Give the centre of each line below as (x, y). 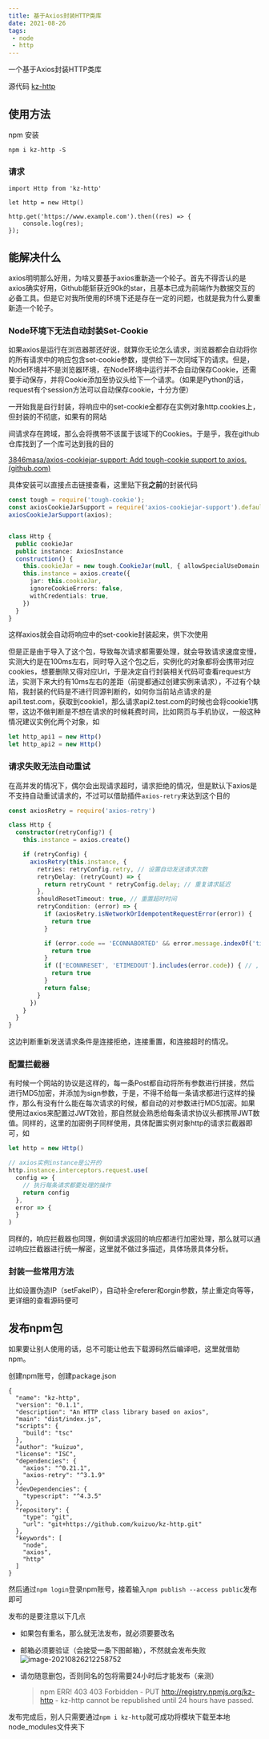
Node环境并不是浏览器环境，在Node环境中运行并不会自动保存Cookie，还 (129, 370)
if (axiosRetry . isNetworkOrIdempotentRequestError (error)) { (148, 914)
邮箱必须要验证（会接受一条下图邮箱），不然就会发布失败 (113, 1650)
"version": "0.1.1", (50, 1405)
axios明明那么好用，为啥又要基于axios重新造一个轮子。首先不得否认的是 (127, 278)
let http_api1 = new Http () (55, 737)
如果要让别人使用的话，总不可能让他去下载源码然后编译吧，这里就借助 (124, 1349)
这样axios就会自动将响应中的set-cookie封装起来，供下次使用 (108, 634)
